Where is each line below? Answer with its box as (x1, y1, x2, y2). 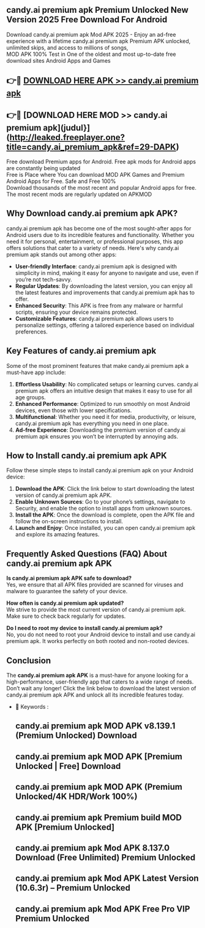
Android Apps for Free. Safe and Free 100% (6, 177, 116, 185)
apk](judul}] (42, 122, 91, 133)
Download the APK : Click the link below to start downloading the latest (15, 485, 195, 493)
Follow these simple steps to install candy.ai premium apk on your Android (6, 467, 194, 474)
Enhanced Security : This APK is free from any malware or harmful (15, 302, 184, 309)
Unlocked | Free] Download (15, 761, 121, 771)
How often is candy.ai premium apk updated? (6, 599, 124, 607)
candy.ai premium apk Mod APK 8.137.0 (15, 843, 170, 853)
